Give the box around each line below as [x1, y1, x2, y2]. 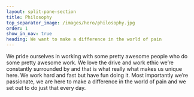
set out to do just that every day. [6, 85, 86, 91]
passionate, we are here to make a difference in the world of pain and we [6, 78, 187, 85]
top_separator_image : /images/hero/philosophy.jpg [6, 20, 135, 26]
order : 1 [6, 25, 28, 32]
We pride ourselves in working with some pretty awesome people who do [6, 53, 188, 60]
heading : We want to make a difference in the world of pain [6, 36, 162, 42]
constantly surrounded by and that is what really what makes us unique [6, 65, 183, 72]
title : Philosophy [6, 14, 52, 20]
